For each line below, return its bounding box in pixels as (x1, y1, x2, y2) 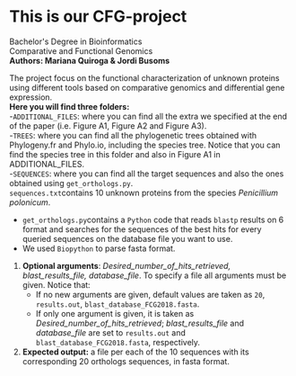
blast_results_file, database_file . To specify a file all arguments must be (22, 270, 287, 281)
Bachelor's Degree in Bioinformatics (9, 36, 143, 47)
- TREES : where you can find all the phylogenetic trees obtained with (9, 130, 257, 140)
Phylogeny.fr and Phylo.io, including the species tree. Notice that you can (9, 139, 281, 150)
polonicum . (9, 196, 51, 208)
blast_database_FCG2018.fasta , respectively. (35, 336, 200, 347)
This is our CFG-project (9, 6, 187, 27)
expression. (9, 92, 53, 103)
